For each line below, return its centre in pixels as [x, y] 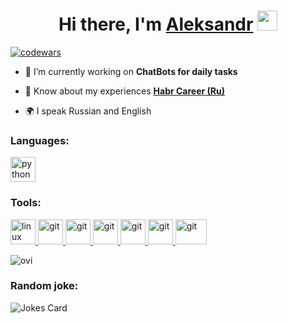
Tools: [26, 203]
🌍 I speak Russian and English [88, 111]
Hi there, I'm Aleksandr [156, 24]
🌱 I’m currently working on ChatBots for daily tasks [131, 71]
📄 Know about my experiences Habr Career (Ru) [125, 91]
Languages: [40, 140]
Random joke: [44, 286]
